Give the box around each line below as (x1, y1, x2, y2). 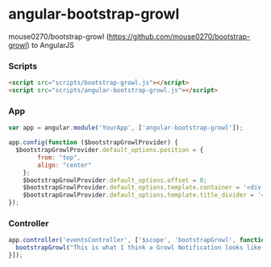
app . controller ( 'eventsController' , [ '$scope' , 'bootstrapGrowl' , (8, 236, 236, 244)
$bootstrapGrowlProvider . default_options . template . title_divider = (23, 191, 254, 199)
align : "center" (37, 161, 92, 169)
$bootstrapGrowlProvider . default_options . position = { (15, 146, 204, 155)
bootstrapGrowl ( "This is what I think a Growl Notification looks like (15, 244, 262, 252)
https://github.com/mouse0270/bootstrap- (108, 32, 251, 41)
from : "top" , (37, 153, 81, 162)
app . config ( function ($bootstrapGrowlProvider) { (8, 138, 179, 146)
